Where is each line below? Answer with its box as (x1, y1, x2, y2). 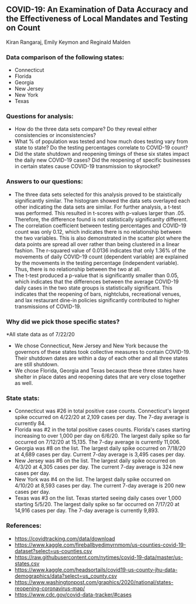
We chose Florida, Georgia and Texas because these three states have (14, 367, 185, 374)
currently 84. (14, 420, 46, 427)
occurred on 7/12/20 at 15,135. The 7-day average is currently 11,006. (14, 439, 181, 446)
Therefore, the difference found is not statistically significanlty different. (14, 216, 188, 223)
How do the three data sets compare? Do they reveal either (14, 125, 157, 132)
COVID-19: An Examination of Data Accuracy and (6, 5, 188, 15)
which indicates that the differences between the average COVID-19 (14, 278, 179, 285)
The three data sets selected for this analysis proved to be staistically (14, 190, 182, 198)
